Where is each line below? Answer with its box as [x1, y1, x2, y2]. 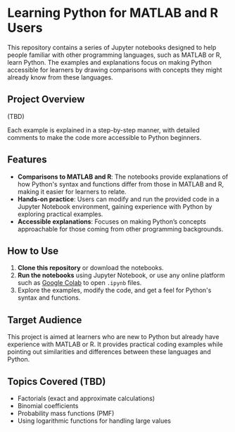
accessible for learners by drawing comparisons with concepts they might [7, 65, 223, 74]
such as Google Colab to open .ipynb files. [17, 279, 142, 287]
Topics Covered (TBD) [7, 375, 106, 388]
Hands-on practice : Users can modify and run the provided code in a [17, 195, 220, 203]
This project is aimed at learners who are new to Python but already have [7, 333, 220, 341]
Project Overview [7, 94, 85, 106]
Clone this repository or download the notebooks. [17, 264, 164, 272]
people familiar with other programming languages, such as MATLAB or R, [7, 51, 222, 59]
